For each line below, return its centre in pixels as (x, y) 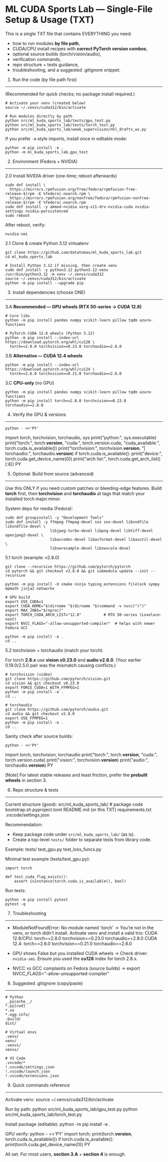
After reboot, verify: (25, 225)
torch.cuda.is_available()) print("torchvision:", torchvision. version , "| (75, 448)
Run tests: (15, 890)
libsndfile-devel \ (25, 526)
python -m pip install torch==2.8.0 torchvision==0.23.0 (66, 401)
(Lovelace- (151, 615)
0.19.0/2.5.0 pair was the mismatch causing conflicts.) (60, 665)
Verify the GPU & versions (39, 414)
